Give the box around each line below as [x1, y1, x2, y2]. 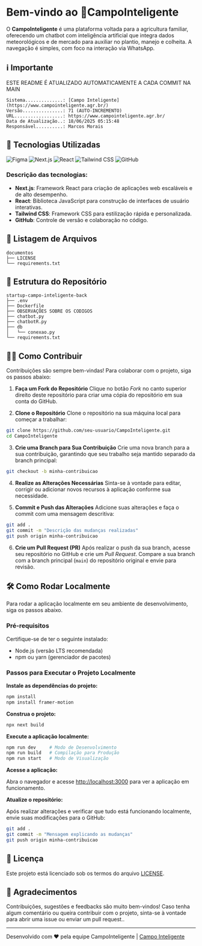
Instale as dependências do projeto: [6, 682, 98, 689]
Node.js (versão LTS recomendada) [14, 647, 103, 654]
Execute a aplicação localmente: [6, 732, 89, 740]
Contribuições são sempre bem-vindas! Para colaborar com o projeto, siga [6, 367, 191, 374]
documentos [6, 250, 34, 256]
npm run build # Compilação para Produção [6, 750, 120, 756]
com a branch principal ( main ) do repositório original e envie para [14, 557, 176, 564]
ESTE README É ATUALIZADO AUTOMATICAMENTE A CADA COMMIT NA [6, 79, 191, 86]
